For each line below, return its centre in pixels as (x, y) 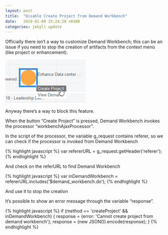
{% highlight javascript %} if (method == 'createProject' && (67, 211)
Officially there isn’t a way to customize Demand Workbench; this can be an (84, 42)
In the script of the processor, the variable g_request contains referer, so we (84, 136)
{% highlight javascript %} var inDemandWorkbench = (62, 176)
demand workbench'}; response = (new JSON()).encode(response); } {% (81, 222)
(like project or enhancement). (37, 53)
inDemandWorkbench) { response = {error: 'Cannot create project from (79, 216)
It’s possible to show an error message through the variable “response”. (79, 201)
